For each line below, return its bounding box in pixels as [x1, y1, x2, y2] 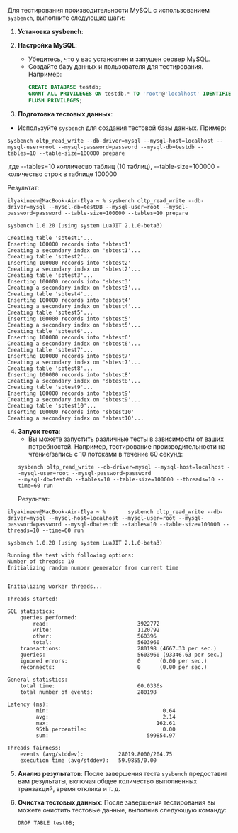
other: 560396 [33, 632, 157, 640]
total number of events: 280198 [20, 688, 157, 695]
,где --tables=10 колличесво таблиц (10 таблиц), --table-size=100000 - [7, 162, 220, 170]
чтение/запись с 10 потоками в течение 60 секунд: [28, 450, 183, 458]
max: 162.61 [35, 719, 176, 726]
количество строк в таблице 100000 [7, 170, 118, 178]
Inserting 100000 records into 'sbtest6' [7, 334, 132, 341]
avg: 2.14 [35, 713, 176, 720]
